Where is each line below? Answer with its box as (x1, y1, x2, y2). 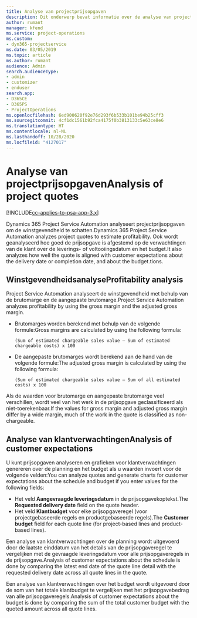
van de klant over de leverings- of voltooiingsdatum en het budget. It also (6, 245, 182, 252)
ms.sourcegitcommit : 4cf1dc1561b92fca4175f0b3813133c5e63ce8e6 (6, 118, 164, 124)
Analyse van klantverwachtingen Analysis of (6, 434, 172, 444)
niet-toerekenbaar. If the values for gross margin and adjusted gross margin (6, 405, 188, 412)
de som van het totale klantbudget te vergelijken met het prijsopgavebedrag (6, 587, 189, 594)
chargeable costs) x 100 (14, 343, 76, 349)
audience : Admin (6, 63, 46, 69)
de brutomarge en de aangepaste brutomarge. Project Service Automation (6, 297, 184, 304)
